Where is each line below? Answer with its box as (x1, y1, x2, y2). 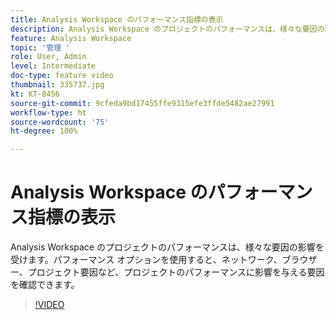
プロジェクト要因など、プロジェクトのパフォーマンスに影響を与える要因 (27, 266, 325, 278)
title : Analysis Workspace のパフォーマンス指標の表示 (10, 14, 224, 25)
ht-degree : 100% (10, 126, 78, 136)
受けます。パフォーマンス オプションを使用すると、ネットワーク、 (10, 254, 283, 266)
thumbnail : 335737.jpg (10, 80, 105, 90)
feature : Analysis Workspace (10, 33, 132, 43)
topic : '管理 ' (10, 42, 71, 53)
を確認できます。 (10, 279, 80, 291)
